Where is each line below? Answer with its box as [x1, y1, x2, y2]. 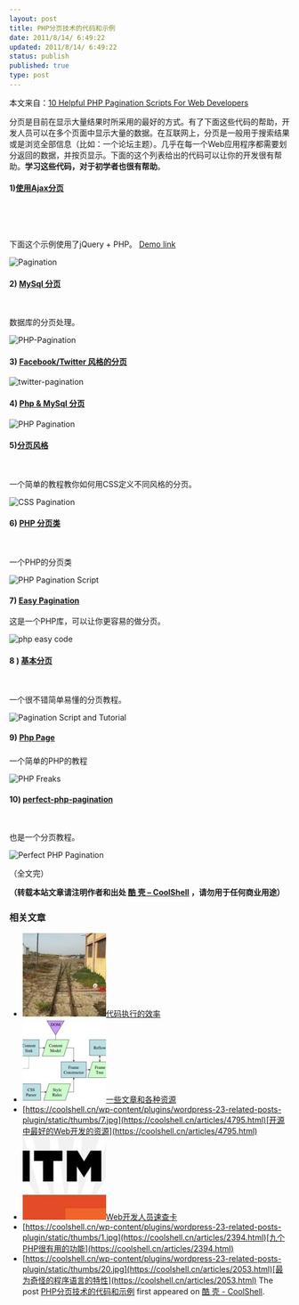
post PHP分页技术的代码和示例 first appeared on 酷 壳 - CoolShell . [21, 1285, 265, 1296]
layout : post [9, 14, 58, 23]
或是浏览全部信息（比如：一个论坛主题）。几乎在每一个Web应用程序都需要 [9, 138, 279, 149]
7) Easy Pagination [9, 595, 80, 606]
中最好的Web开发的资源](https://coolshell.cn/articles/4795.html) [21, 1125, 258, 1136]
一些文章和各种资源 [105, 1094, 176, 1105]
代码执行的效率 [105, 1007, 161, 1019]
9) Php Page [9, 732, 55, 743]
